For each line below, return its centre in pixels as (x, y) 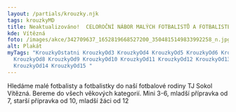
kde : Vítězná (26, 33)
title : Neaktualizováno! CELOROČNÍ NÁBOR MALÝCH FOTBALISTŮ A (102, 27)
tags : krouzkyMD (31, 20)
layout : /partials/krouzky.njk (53, 14)
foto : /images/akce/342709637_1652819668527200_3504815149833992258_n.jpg (119, 40)
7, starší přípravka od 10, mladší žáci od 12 (68, 100)
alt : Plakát (25, 46)
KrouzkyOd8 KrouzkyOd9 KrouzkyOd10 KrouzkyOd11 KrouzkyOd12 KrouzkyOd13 (122, 59)
